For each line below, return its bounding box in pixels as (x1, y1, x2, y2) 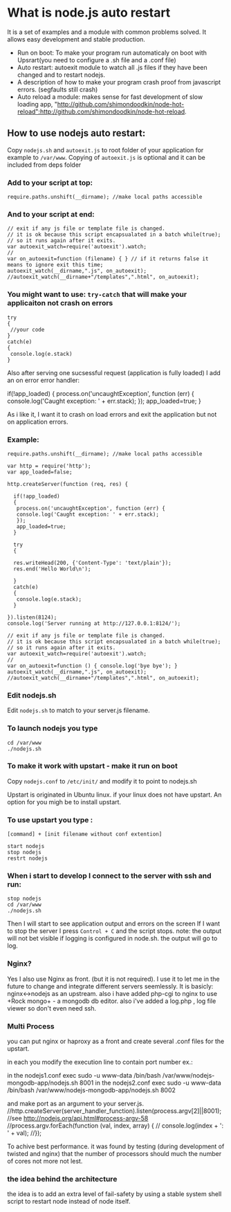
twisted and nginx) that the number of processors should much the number (7, 1150, 222, 1158)
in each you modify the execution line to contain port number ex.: (7, 1058, 193, 1067)
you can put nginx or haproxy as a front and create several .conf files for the (7, 1037, 225, 1046)
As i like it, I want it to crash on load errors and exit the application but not (7, 410, 217, 418)
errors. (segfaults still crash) (17, 85, 98, 93)
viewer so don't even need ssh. (7, 1004, 97, 1012)
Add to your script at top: (7, 178, 93, 188)
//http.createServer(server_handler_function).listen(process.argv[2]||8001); (7, 1107, 222, 1115)
